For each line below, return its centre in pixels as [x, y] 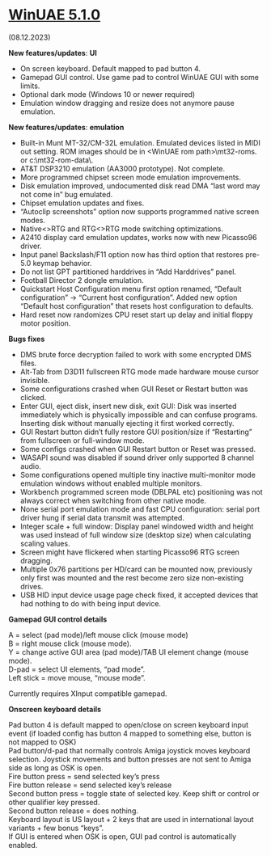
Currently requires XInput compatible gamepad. [88, 694]
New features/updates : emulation [66, 127]
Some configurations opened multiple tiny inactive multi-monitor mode [138, 474]
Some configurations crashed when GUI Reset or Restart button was [134, 389]
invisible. [35, 380]
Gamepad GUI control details [58, 619]
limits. [30, 86]
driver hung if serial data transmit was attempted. [102, 517]
